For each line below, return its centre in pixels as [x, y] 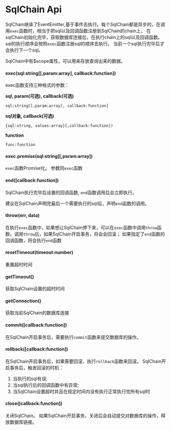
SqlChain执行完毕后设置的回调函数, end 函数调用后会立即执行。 [71, 192]
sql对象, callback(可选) [30, 116]
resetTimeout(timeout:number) [39, 253]
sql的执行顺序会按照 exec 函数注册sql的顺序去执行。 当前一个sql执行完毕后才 [85, 43]
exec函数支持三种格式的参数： [37, 85]
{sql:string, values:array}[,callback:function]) [59, 126]
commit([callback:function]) [36, 325]
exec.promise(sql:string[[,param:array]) [49, 156]
